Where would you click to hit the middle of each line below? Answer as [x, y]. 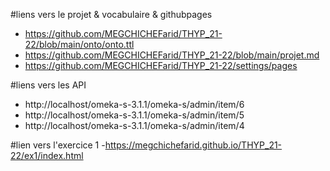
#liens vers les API [48, 85]
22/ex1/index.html [47, 155]
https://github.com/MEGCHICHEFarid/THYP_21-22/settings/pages [161, 65]
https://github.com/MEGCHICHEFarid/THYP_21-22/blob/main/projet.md [172, 55]
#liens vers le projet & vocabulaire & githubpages [111, 14]
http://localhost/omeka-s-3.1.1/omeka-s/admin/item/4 [134, 125]
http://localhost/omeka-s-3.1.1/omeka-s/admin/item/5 [134, 115]
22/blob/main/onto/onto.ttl [79, 44]
